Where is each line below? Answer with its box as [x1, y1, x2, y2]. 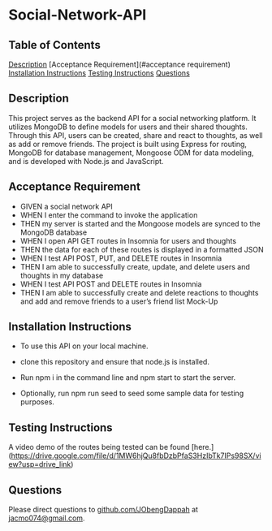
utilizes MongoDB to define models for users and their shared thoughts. [8, 122, 248, 132]
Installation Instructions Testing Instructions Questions [8, 68, 191, 78]
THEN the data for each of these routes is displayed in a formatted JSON [19, 244, 264, 254]
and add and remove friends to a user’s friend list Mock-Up [19, 296, 218, 306]
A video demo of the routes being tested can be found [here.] [8, 442, 214, 452]
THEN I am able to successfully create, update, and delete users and [19, 261, 250, 271]
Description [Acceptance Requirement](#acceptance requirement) [8, 59, 231, 69]
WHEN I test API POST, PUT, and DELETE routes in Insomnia [19, 253, 222, 263]
